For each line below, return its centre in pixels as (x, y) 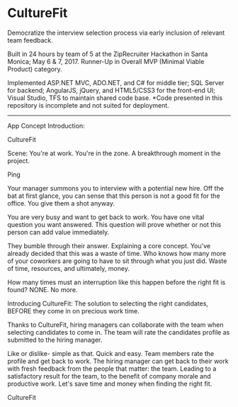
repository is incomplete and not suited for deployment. (89, 105)
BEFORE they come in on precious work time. (73, 311)
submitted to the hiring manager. (55, 340)
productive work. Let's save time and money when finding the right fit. (110, 384)
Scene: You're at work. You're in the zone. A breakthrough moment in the (114, 153)
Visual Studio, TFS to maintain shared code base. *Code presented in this (115, 98)
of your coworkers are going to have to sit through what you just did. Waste (117, 261)
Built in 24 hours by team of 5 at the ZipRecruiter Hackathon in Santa (108, 54)
